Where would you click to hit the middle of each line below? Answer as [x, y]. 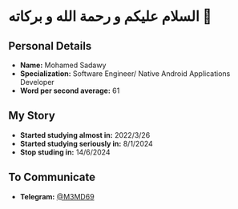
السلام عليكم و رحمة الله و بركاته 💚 [110, 16]
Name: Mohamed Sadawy [63, 65]
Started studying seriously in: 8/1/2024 [87, 143]
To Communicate [52, 177]
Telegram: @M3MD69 [57, 196]
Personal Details [50, 46]
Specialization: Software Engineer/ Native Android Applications [125, 74]
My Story [32, 116]
